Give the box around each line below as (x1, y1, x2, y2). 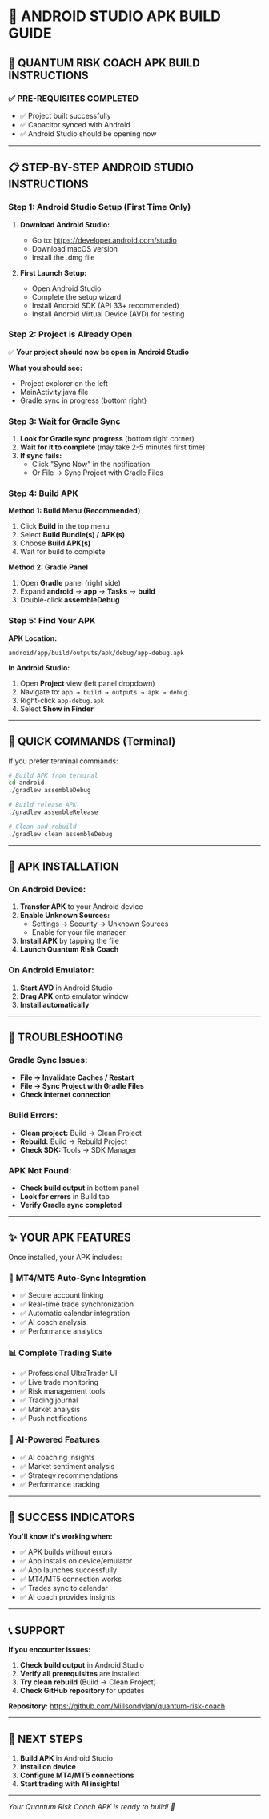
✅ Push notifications (19, 1414, 88, 1423)
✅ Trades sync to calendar (19, 1584, 108, 1593)
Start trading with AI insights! (19, 1779, 120, 1789)
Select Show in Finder (19, 704, 94, 714)
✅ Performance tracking (19, 1479, 100, 1489)
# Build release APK (8, 801, 78, 809)
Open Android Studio (31, 284, 102, 293)
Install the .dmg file (31, 252, 95, 262)
